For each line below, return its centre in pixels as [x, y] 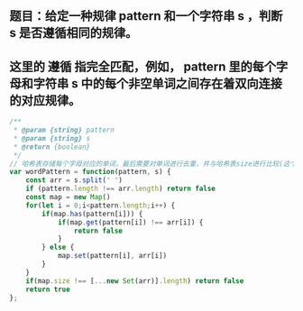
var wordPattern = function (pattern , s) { [90, 172]
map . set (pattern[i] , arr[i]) [112, 256]
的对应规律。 [45, 101]
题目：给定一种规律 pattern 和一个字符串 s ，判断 [146, 16]
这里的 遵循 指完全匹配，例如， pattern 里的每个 [143, 66]
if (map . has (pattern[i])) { [92, 214]
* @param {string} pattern [64, 130]
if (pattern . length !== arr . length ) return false [121, 189]
